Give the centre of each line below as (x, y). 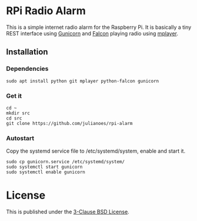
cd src (14, 118)
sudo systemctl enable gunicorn (46, 172)
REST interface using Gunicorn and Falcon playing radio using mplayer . (92, 33)
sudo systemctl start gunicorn (44, 167)
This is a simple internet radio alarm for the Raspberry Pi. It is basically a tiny (99, 27)
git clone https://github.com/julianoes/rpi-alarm (69, 123)
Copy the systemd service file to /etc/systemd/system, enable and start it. (96, 151)
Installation (27, 52)
